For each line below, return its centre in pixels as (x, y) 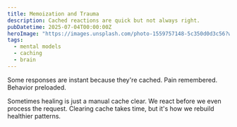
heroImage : (23, 34)
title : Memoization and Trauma (53, 14)
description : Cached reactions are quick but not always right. (104, 20)
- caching (28, 54)
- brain (25, 60)
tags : (15, 40)
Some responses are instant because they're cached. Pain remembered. (113, 80)
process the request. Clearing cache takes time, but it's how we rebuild (111, 108)
